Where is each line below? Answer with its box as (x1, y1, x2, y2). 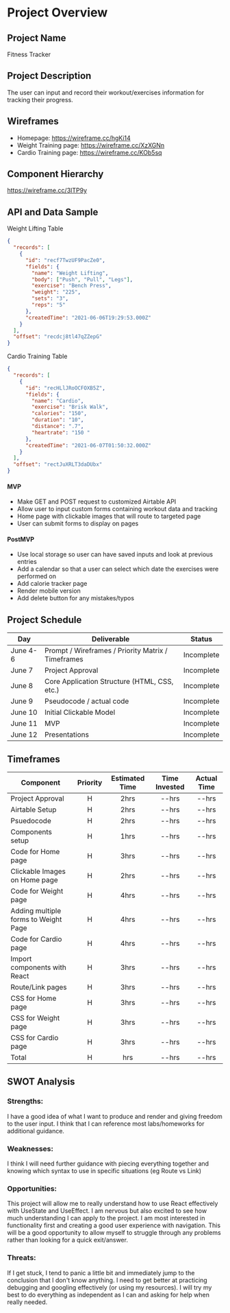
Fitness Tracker (7, 50, 51, 58)
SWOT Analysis (7, 1076, 75, 1088)
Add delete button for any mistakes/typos (16, 594, 135, 602)
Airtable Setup (10, 805, 57, 814)
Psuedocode (10, 816, 51, 826)
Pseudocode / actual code (44, 696, 129, 706)
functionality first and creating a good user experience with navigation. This (7, 1221, 221, 1229)
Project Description (7, 70, 92, 82)
